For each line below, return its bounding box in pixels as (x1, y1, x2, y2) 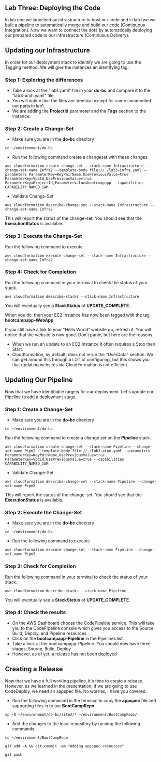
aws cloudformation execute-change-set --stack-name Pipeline (5, 548, 133, 552)
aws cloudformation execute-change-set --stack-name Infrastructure (5, 253, 146, 258)
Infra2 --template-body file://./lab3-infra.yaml (39, 168, 142, 173)
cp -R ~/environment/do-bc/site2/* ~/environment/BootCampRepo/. (5, 712, 139, 717)
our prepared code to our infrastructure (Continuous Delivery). (5, 32, 130, 38)
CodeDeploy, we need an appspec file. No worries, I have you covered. (5, 688, 147, 694)
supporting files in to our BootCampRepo (12, 703, 95, 709)
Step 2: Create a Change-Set (5, 125, 74, 132)
